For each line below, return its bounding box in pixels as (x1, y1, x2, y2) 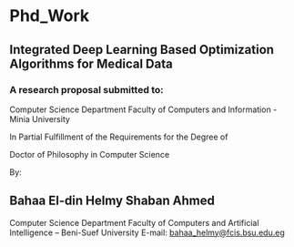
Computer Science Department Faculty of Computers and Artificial (9, 217, 259, 228)
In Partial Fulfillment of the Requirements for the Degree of (9, 131, 228, 142)
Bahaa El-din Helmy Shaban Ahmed (9, 193, 216, 209)
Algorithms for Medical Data (9, 56, 173, 71)
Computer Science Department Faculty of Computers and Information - (9, 104, 278, 115)
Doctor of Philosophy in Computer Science (9, 149, 170, 160)
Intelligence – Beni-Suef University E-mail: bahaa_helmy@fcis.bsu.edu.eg (9, 227, 285, 238)
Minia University (9, 113, 71, 124)
